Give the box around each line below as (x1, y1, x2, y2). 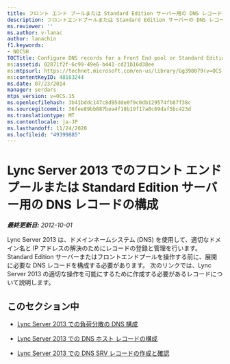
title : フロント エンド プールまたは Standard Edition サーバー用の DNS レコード (7, 10, 222, 17)
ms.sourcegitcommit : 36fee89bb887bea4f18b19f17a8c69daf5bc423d (7, 106, 192, 112)
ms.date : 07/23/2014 (7, 80, 66, 87)
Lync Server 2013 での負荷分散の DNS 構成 (16, 320, 138, 328)
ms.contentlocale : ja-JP (7, 118, 78, 125)
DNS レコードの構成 (45, 197, 159, 213)
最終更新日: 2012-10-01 (7, 221, 73, 230)
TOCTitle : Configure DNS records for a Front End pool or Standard (7, 55, 204, 62)
